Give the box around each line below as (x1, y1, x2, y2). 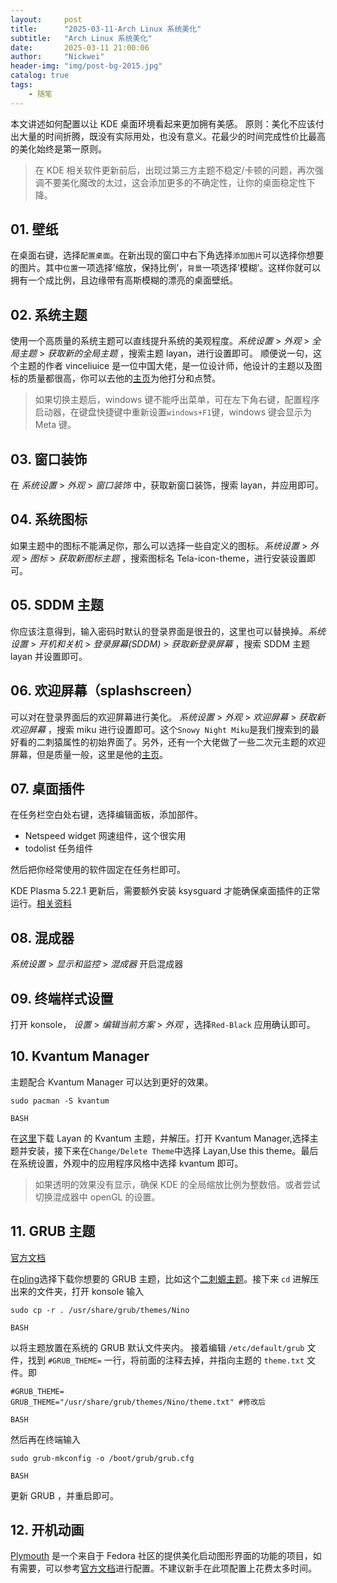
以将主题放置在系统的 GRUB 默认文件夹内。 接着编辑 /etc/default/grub (10, 1341, 305, 1353)
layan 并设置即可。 (10, 650, 88, 662)
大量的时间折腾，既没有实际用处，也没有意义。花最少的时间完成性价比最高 (18, 130, 326, 142)
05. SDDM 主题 (10, 597, 104, 614)
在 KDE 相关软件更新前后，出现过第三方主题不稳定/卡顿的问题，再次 (34, 164, 315, 176)
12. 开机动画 (10, 1521, 85, 1538)
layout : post (10, 14, 83, 25)
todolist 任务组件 (24, 842, 94, 855)
